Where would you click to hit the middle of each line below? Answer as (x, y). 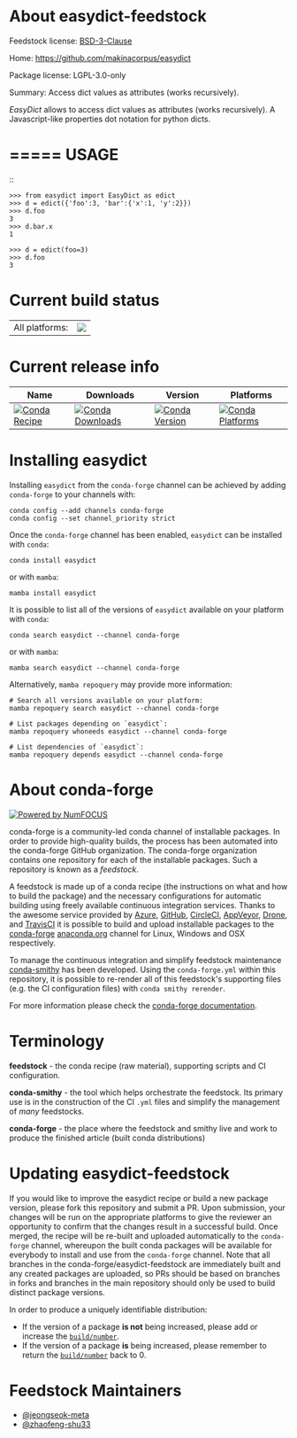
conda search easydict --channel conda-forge (94, 635)
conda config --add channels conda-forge (87, 510)
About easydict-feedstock (108, 16)
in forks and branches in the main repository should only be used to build (142, 1283)
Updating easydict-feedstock (119, 1174)
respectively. (32, 943)
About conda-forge (81, 789)
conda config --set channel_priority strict (92, 518)
